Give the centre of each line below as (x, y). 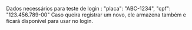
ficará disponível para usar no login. (49, 21)
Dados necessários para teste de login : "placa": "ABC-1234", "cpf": (88, 9)
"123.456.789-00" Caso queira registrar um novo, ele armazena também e (96, 15)
